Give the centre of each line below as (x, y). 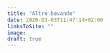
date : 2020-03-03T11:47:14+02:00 (55, 20)
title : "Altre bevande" (42, 13)
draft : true (24, 39)
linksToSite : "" (30, 26)
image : (17, 33)
